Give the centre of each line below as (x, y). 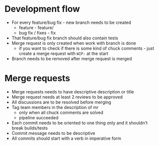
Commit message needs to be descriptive (53, 133)
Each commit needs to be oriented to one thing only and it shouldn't (79, 123)
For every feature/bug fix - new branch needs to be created (71, 22)
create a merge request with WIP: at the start (63, 53)
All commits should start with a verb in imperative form (66, 138)
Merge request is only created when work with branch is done (74, 43)
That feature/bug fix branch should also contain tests (65, 38)
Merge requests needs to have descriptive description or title (73, 91)
